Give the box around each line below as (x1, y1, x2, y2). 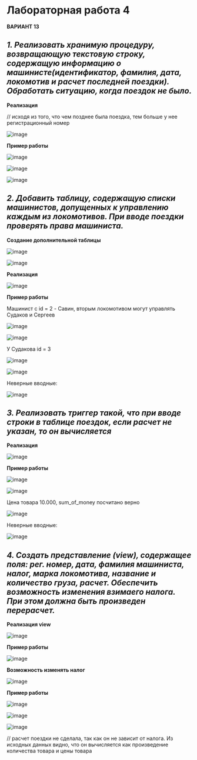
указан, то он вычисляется (6, 426, 112, 436)
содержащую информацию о (6, 58, 121, 68)
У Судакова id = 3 (6, 345, 51, 352)
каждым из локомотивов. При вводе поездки (6, 212, 184, 222)
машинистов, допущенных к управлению (6, 202, 169, 212)
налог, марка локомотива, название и (6, 568, 156, 578)
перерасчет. (6, 605, 55, 615)
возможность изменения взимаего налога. (6, 586, 176, 597)
